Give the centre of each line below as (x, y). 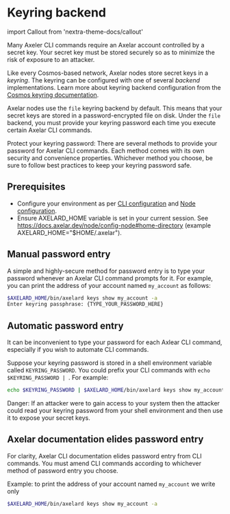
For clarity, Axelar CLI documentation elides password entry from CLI (104, 456)
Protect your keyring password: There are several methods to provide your (112, 143)
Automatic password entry (65, 325)
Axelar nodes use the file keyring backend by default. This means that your (115, 108)
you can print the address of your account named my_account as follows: (109, 285)
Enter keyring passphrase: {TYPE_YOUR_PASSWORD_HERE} (86, 304)
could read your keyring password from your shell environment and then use (115, 411)
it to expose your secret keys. (49, 418)
